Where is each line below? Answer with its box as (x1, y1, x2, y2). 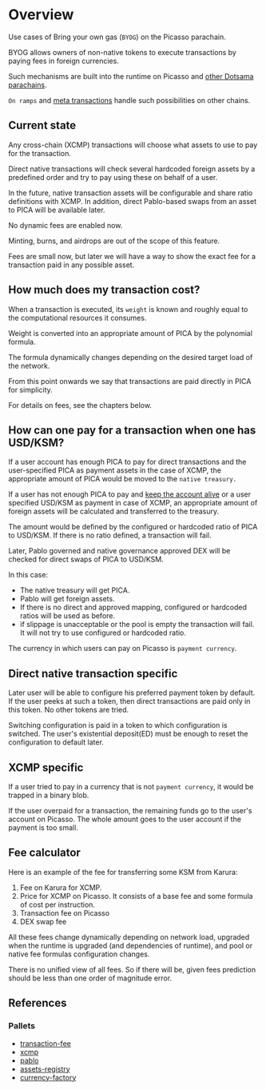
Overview (8, 6, 74, 24)
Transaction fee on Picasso (19, 908, 110, 917)
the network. (8, 361, 50, 370)
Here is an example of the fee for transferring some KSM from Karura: (8, 867, 238, 876)
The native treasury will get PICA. (19, 585, 130, 595)
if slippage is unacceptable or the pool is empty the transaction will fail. (19, 620, 255, 629)
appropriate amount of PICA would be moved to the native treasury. (8, 474, 237, 484)
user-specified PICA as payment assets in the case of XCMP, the (8, 465, 222, 475)
